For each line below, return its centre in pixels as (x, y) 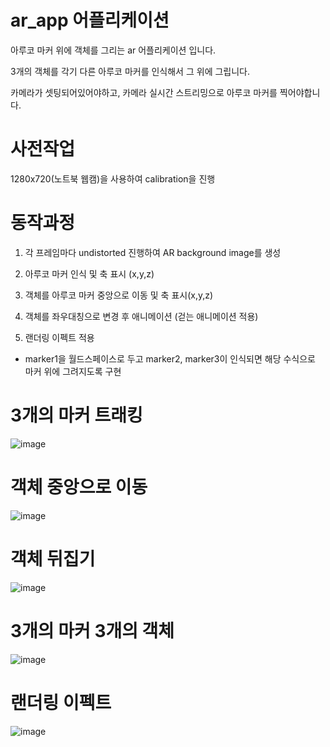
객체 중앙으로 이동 (79, 487)
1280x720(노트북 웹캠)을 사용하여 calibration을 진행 (113, 178)
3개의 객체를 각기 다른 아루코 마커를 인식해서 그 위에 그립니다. (130, 71)
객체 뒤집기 (53, 558)
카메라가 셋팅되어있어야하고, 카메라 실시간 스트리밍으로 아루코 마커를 (144, 92)
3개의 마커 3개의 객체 (92, 630)
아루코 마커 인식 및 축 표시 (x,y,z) (89, 273)
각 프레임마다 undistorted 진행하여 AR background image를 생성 (153, 252)
